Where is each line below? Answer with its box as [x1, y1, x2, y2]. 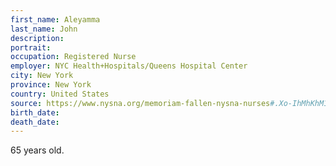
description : [10, 33, 65, 43]
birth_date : [10, 107, 60, 118]
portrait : [10, 42, 52, 53]
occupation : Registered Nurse [10, 52, 137, 62]
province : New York [10, 80, 92, 90]
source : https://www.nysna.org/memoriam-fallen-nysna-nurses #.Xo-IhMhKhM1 [10, 98, 329, 108]
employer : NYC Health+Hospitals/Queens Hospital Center [10, 61, 248, 71]
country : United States [10, 89, 110, 99]
